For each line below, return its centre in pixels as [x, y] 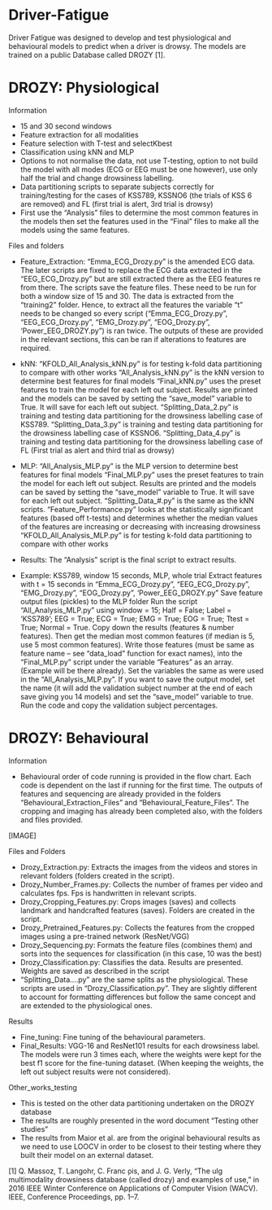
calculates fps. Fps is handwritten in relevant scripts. [108, 892]
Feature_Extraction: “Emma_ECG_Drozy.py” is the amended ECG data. [138, 261]
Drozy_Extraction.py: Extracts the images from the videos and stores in [139, 867]
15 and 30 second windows [66, 126]
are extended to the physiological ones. [86, 1005]
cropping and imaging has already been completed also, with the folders [141, 811]
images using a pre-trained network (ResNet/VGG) [105, 936]
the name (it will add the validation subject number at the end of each [136, 688]
